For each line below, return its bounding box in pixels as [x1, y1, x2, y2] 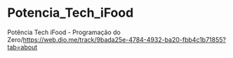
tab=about [7, 43, 38, 51]
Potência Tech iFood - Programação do [7, 28, 121, 36]
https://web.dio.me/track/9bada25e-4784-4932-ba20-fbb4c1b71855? [22, 35, 227, 43]
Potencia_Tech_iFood [7, 5, 134, 21]
